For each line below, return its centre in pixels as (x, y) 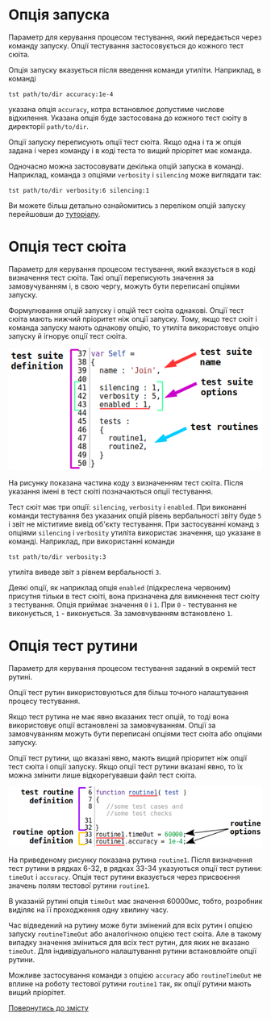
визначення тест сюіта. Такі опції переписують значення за (111, 277)
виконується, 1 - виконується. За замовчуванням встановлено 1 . (121, 614)
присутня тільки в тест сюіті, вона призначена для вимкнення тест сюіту (134, 596)
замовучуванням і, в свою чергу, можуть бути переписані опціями (124, 286)
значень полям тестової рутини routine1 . (79, 886)
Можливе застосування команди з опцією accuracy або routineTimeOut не (135, 975)
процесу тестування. (44, 701)
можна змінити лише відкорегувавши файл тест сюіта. (103, 775)
